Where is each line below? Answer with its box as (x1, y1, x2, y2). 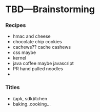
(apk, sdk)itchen (12, 95, 48, 101)
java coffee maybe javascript (12, 60, 74, 67)
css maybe (12, 49, 36, 55)
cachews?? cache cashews (12, 44, 71, 50)
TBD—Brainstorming (5, 4, 95, 15)
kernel (12, 55, 27, 61)
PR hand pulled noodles (12, 66, 63, 72)
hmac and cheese (12, 33, 51, 39)
